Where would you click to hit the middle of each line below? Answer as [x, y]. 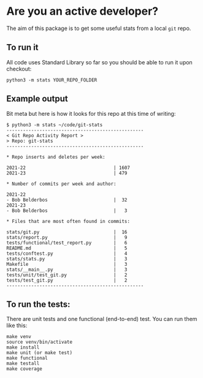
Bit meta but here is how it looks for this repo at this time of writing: [91, 113]
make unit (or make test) [39, 353]
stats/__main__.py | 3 [67, 270]
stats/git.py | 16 [67, 232]
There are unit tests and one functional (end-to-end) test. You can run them [102, 319]
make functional [27, 358]
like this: [17, 325]
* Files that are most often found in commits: [68, 221]
